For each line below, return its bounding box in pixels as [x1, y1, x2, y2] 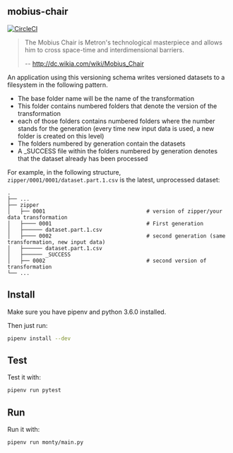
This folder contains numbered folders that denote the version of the [17, 102, 217, 110]
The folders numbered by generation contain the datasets [17, 139, 186, 148]
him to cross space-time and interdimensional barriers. [24, 45, 185, 54]
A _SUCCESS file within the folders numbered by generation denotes [17, 146, 217, 155]
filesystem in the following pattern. [7, 81, 108, 89]
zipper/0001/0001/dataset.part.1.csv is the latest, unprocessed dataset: [7, 175, 220, 184]
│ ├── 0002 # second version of [7, 257, 207, 264]
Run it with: [7, 425, 40, 433]
